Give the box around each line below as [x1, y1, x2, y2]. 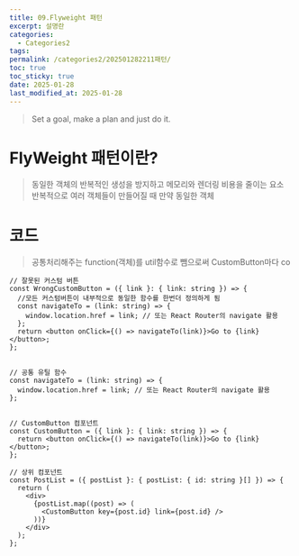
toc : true [9, 64, 47, 73]
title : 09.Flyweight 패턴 [9, 13, 104, 23]
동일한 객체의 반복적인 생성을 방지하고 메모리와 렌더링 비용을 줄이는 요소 [31, 179, 285, 190]
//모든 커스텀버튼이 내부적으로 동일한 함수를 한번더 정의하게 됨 [17, 294, 221, 303]
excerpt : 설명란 [9, 22, 65, 31]
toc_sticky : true [9, 72, 75, 81]
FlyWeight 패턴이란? [9, 148, 159, 168]
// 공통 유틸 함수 [9, 369, 68, 378]
